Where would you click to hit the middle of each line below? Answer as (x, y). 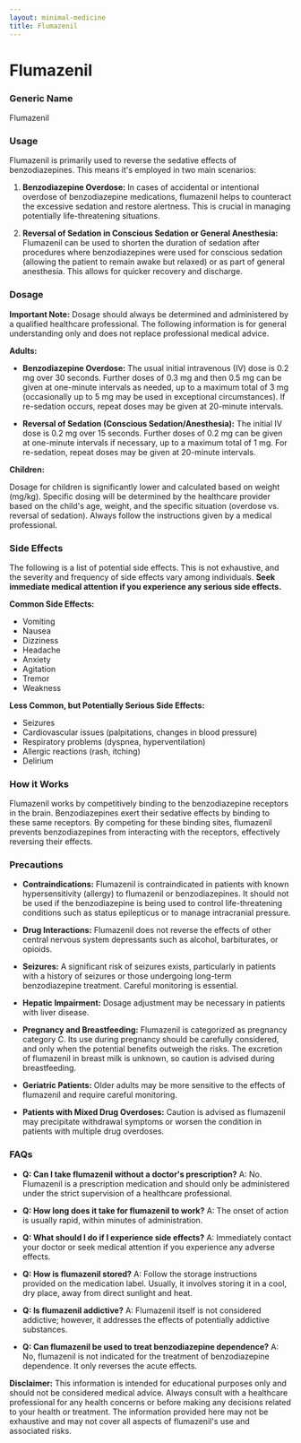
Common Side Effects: (52, 604)
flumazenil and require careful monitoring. (99, 1095)
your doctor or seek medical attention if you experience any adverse (148, 1247)
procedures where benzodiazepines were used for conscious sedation (152, 253)
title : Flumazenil (43, 26)
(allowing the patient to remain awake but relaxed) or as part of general (153, 262)
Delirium (38, 760)
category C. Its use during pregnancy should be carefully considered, (150, 1040)
